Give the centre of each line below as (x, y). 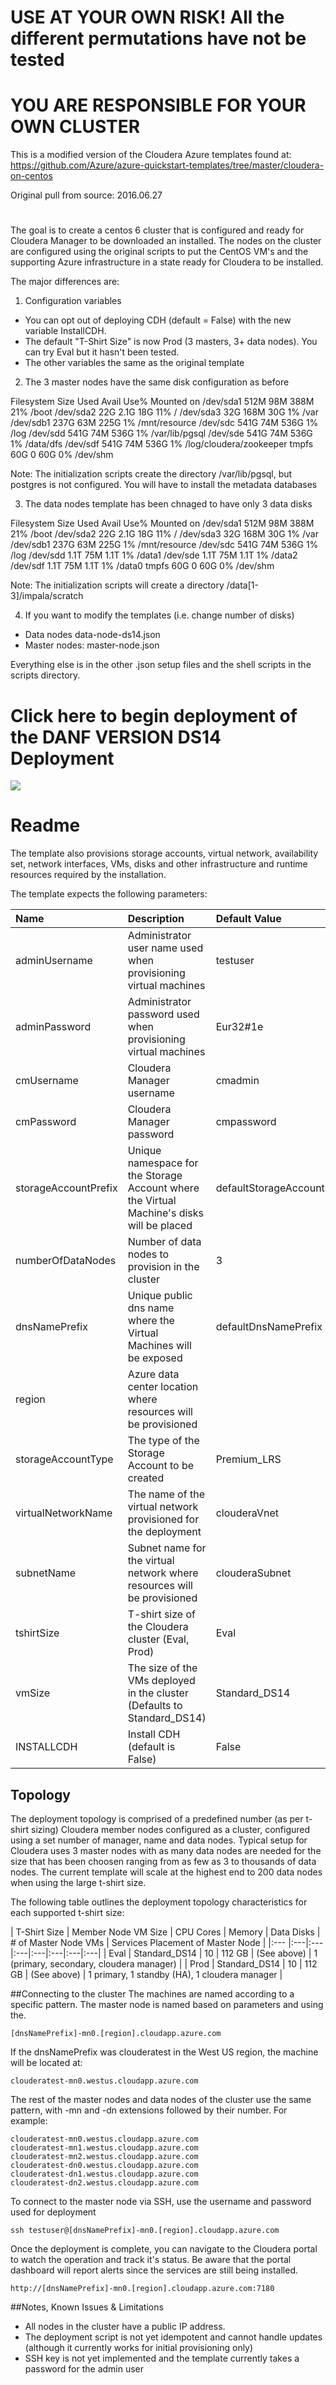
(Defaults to (155, 1706)
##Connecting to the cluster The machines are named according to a (152, 1994)
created (146, 1478)
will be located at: (46, 2062)
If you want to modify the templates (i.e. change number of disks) (159, 615)
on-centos (31, 176)
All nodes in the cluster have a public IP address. (125, 2326)
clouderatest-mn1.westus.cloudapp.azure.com (104, 2148)
